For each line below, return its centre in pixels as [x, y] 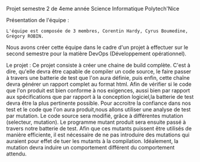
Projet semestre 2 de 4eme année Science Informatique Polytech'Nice [93, 9]
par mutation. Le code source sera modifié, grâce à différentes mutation [95, 116]
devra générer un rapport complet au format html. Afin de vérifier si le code [99, 84]
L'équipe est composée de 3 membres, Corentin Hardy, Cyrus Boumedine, [97, 31]
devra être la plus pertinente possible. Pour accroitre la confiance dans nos [99, 103]
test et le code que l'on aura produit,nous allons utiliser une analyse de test [99, 109]
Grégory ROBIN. [25, 36]
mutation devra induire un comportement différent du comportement [90, 147]
